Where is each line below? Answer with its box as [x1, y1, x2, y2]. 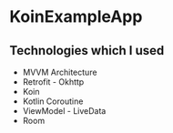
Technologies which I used [9, 43, 165, 58]
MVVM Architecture [22, 66, 97, 77]
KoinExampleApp [9, 6, 143, 27]
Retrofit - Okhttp [22, 77, 85, 87]
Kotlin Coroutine [22, 96, 84, 107]
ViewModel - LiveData [22, 106, 107, 116]
